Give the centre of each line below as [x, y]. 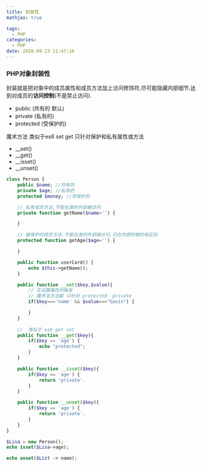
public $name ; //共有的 [46, 185]
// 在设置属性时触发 [50, 290]
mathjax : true [24, 18]
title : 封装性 [23, 12]
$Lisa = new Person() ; [35, 441]
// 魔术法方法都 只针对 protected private [80, 296]
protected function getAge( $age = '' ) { [66, 241]
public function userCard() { [56, 262]
